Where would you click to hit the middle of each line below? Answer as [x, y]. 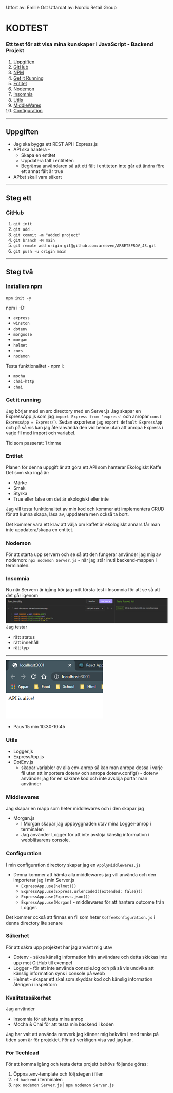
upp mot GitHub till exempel [43, 963]
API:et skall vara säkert [37, 177]
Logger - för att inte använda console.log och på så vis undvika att [83, 968]
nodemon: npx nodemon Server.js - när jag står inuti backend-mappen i [81, 560]
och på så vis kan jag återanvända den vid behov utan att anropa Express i [85, 427]
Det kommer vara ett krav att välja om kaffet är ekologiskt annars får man [83, 524]
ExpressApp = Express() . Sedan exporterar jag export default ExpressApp [84, 422]
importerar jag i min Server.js [44, 880]
